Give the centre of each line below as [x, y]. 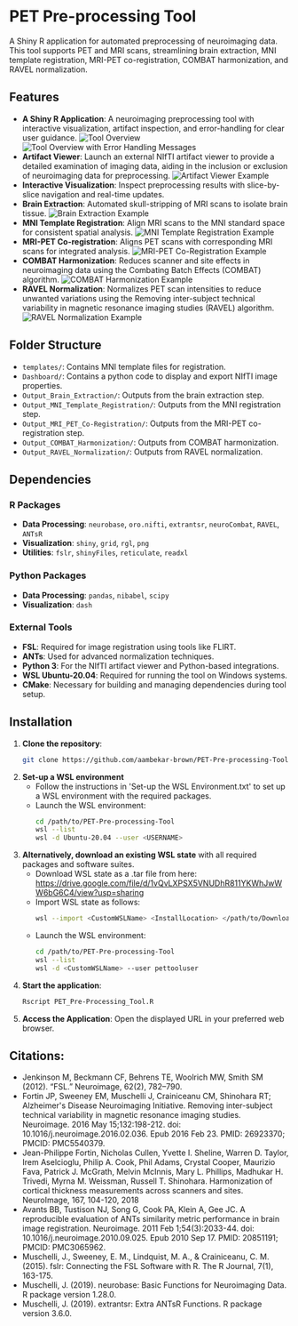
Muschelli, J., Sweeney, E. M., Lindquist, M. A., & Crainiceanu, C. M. [145, 1257]
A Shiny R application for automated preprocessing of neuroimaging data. [143, 41]
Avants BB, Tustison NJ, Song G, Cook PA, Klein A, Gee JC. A [133, 1209]
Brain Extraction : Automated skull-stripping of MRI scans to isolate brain [155, 204]
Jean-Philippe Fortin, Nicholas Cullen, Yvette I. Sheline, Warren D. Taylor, [155, 1153]
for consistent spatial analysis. [78, 232]
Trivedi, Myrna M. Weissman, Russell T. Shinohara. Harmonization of [147, 1181]
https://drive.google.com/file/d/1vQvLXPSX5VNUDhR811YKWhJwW [158, 883]
